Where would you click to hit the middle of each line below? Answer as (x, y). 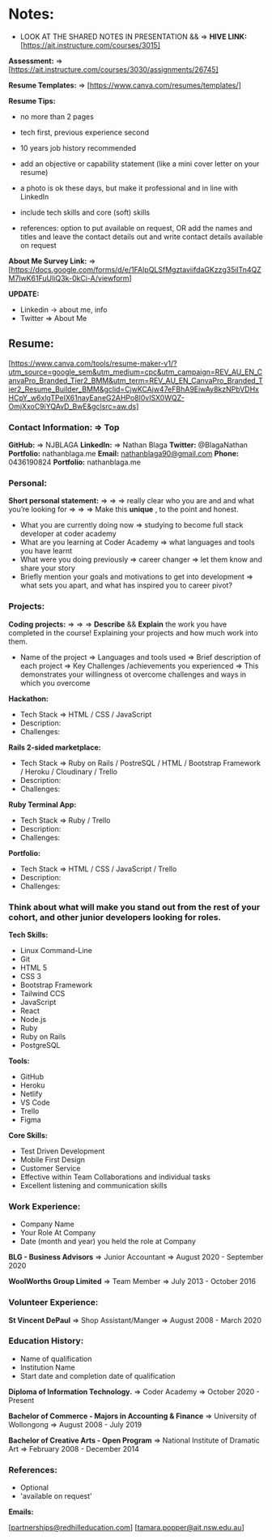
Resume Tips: (32, 101)
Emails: (21, 1512)
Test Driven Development (62, 1151)
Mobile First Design (53, 1159)
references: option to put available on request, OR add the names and (136, 228)
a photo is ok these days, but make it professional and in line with (129, 188)
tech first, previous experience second (85, 132)
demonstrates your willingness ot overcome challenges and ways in (133, 674)
